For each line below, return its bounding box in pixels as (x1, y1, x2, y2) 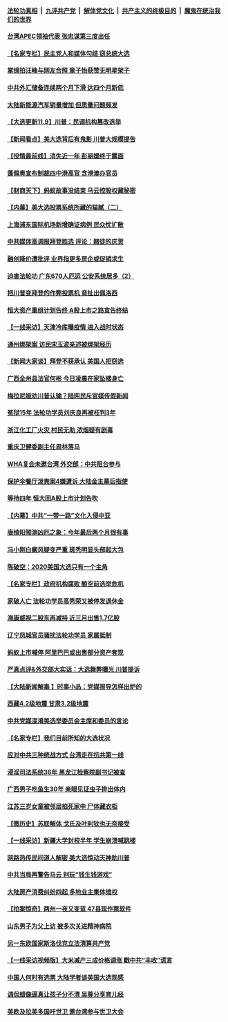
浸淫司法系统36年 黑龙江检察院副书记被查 (7, 768, 126, 776)
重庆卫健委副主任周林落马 (7, 443, 80, 451)
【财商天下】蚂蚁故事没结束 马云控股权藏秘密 (7, 186, 136, 194)
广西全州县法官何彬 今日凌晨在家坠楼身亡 (7, 374, 124, 383)
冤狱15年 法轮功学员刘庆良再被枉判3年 (7, 409, 116, 417)
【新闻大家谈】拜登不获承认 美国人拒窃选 (7, 357, 124, 366)
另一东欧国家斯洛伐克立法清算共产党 (7, 939, 111, 947)
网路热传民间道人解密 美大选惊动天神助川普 (7, 853, 130, 862)
